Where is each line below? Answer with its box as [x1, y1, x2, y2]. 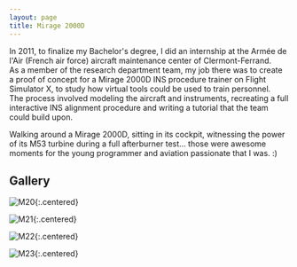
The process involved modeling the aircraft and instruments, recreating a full [9, 92, 289, 103]
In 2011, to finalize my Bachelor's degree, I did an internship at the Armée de [9, 45, 287, 56]
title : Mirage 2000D [9, 21, 86, 30]
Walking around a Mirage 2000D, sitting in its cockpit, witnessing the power [9, 129, 285, 139]
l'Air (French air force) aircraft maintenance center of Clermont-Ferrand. [9, 55, 272, 66]
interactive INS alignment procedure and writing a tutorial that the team [9, 102, 269, 113]
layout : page [9, 12, 58, 22]
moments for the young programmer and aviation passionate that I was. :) [9, 147, 277, 158]
